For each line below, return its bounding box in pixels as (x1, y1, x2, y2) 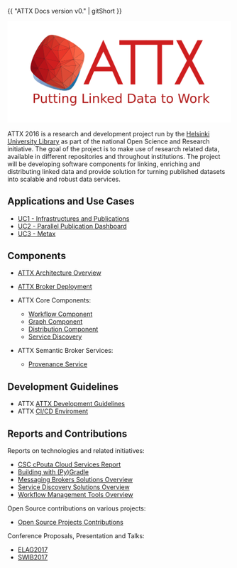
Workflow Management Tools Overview (17, 491, 133, 499)
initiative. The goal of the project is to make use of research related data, (7, 144, 220, 153)
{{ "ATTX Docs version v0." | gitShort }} (7, 7, 122, 15)
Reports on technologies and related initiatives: (7, 447, 145, 455)
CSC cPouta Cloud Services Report (17, 460, 121, 469)
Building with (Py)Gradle (17, 468, 89, 476)
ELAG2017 (17, 545, 48, 554)
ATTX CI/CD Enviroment (17, 407, 89, 415)
